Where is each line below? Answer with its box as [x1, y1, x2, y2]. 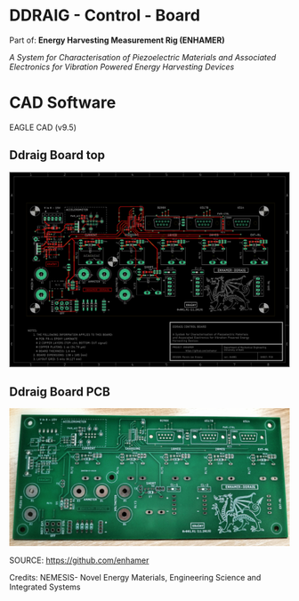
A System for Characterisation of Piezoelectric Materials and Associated [9, 52, 277, 62]
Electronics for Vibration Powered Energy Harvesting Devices [9, 61, 235, 72]
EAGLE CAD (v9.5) [9, 122, 77, 132]
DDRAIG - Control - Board [9, 5, 200, 26]
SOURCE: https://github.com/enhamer [9, 555, 149, 565]
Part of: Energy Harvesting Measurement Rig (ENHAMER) [9, 35, 225, 45]
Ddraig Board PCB [9, 384, 111, 399]
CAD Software [9, 92, 117, 113]
